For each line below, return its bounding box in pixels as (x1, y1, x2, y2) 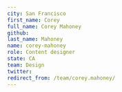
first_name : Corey (7, 17, 60, 24)
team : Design (7, 62, 45, 68)
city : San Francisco (7, 10, 67, 17)
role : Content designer (7, 49, 76, 56)
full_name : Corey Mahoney (7, 23, 81, 30)
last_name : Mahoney (7, 36, 63, 43)
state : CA (7, 55, 36, 62)
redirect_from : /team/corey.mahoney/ (7, 74, 116, 82)
